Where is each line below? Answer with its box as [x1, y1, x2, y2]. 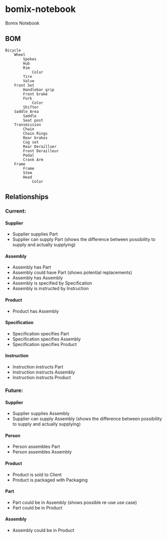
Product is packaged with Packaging [12, 476, 88, 483]
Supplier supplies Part [12, 231, 58, 237]
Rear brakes [23, 135, 48, 140]
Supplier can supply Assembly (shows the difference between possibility [12, 416, 162, 422]
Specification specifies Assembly [12, 336, 81, 342]
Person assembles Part [12, 443, 60, 449]
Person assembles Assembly [12, 449, 72, 455]
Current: [5, 207, 26, 214]
